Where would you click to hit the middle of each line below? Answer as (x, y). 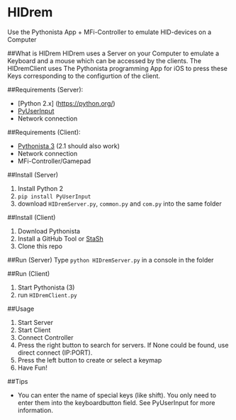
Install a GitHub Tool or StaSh (61, 238)
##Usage (21, 309)
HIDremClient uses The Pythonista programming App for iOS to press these (118, 68)
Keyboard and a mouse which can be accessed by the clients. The (105, 60)
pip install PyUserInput (54, 197)
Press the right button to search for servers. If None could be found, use (123, 345)
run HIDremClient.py (47, 294)
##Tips (18, 381)
